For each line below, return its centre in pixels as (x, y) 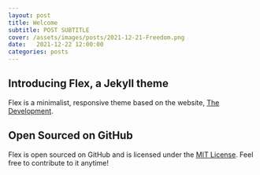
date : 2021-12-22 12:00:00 (56, 45)
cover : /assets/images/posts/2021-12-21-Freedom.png (97, 37)
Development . (31, 111)
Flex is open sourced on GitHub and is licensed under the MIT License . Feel (131, 155)
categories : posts (38, 52)
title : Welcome (33, 23)
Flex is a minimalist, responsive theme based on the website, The (114, 102)
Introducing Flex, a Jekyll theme (89, 84)
